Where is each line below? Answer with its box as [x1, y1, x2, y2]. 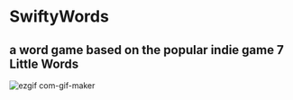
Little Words [9, 56, 79, 71]
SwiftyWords [9, 6, 110, 27]
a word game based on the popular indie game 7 [9, 42, 284, 58]
